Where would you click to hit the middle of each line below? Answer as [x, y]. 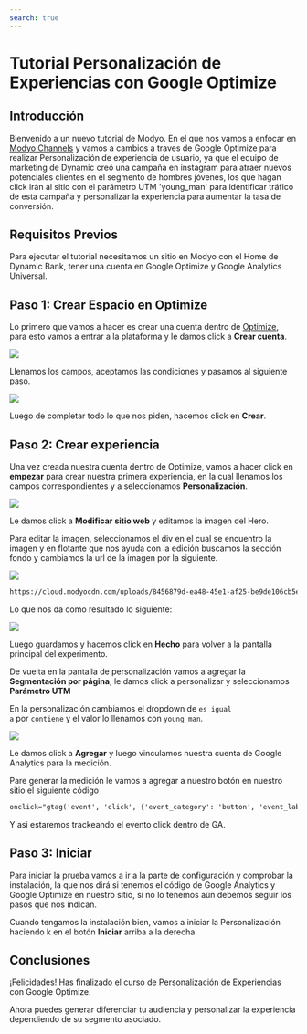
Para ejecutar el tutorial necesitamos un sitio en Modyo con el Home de [144, 257]
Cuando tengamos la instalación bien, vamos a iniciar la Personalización [145, 922]
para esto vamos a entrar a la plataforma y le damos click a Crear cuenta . [148, 337]
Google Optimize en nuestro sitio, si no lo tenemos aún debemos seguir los [151, 894]
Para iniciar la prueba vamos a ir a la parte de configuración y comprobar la [152, 875]
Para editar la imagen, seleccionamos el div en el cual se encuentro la [141, 539]
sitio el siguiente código [54, 790]
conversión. [32, 206]
